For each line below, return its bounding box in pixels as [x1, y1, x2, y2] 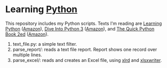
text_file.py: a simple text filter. [12, 41, 78, 47]
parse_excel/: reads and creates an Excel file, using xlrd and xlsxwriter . [12, 57, 162, 63]
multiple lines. [12, 52, 42, 58]
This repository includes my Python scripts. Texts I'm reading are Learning [5, 20, 162, 26]
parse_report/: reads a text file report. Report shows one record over [12, 46, 157, 52]
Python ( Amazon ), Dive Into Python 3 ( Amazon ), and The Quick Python [5, 25, 155, 31]
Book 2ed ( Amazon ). [5, 31, 49, 37]
